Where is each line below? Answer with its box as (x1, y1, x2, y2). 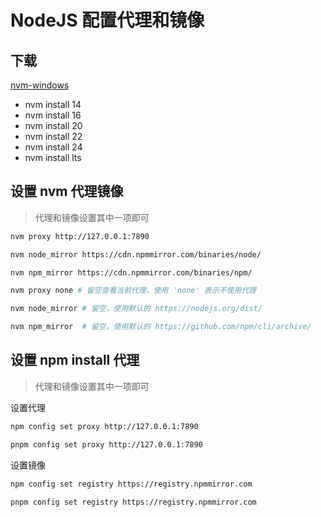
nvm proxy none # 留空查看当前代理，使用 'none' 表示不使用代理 (10, 286, 257, 296)
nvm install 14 (24, 99, 82, 110)
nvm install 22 (24, 131, 83, 142)
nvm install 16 (24, 109, 82, 121)
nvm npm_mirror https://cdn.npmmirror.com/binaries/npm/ (10, 267, 253, 278)
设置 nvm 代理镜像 (10, 183, 124, 200)
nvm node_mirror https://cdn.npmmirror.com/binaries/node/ (10, 249, 262, 260)
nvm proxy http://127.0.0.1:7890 (10, 231, 150, 241)
